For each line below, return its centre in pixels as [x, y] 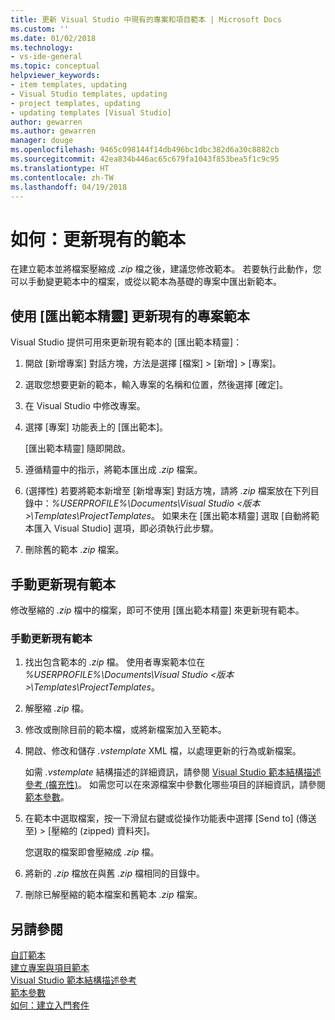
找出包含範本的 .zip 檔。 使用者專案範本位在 [115, 662]
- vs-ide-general [46, 57]
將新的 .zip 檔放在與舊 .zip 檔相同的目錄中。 [115, 873]
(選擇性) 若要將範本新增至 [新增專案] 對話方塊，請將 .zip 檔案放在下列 [167, 491]
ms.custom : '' [40, 29]
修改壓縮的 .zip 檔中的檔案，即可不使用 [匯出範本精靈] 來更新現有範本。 [157, 610]
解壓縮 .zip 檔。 [57, 708]
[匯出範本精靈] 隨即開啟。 [77, 448]
